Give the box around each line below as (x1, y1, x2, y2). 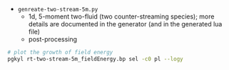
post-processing (28, 35, 77, 44)
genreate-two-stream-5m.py (17, 6, 98, 13)
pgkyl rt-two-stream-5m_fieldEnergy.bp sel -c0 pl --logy (7, 55, 183, 62)
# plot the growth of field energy (7, 49, 113, 56)
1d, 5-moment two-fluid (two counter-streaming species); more (28, 12, 215, 21)
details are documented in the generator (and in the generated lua (28, 20, 223, 28)
